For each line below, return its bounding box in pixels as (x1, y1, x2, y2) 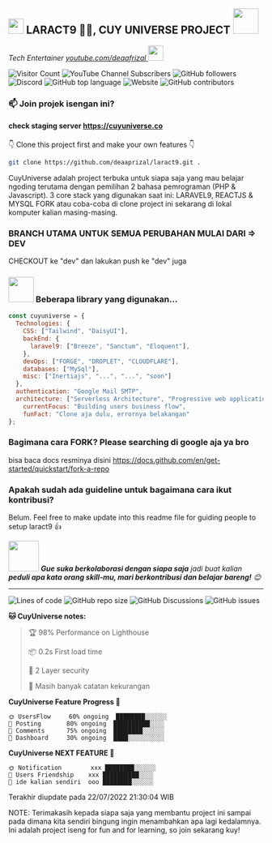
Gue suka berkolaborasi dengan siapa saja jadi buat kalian (40, 564, 243, 574)
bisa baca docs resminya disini (8, 455, 112, 464)
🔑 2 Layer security (28, 665, 90, 675)
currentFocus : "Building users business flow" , (23, 402, 186, 410)
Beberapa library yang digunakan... (35, 293, 178, 305)
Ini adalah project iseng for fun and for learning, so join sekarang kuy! (8, 825, 240, 835)
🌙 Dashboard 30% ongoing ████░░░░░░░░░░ (8, 734, 164, 742)
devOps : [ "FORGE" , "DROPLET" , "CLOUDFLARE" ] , (23, 357, 180, 366)
